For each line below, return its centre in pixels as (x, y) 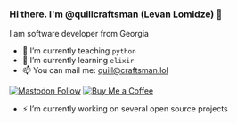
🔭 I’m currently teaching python (79, 51)
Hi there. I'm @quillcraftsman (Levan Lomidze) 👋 (116, 14)
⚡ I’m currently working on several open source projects (125, 109)
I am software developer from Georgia (79, 34)
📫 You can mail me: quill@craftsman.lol (95, 70)
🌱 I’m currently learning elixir (78, 61)
